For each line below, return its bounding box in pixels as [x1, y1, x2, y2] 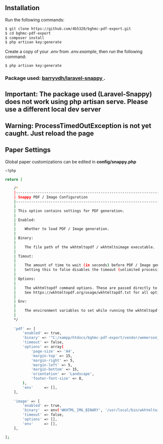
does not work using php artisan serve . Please [5, 97, 148, 106]
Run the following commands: [5, 17, 65, 22]
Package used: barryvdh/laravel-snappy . [5, 75, 106, 82]
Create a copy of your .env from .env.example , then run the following [5, 49, 143, 55]
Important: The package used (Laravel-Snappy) [5, 90, 152, 98]
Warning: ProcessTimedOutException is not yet [5, 121, 151, 130]
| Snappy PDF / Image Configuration [14, 195, 88, 200]
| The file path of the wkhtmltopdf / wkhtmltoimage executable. [14, 245, 155, 250]
